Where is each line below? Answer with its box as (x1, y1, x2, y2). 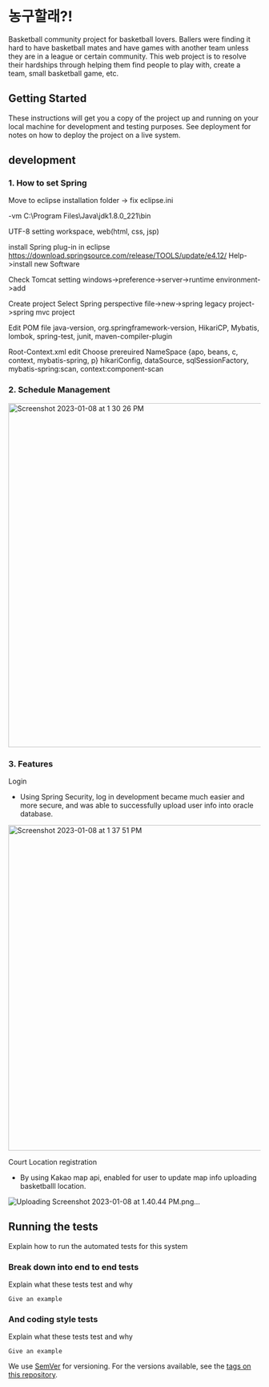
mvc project (35, 307, 75, 317)
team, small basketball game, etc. (8, 68, 118, 78)
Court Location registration (8, 1157, 98, 1167)
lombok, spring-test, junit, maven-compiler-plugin (8, 331, 173, 341)
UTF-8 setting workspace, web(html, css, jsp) (8, 226, 160, 237)
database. (19, 809, 54, 819)
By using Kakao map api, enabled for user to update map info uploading (19, 1173, 257, 1182)
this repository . (8, 1370, 58, 1380)
